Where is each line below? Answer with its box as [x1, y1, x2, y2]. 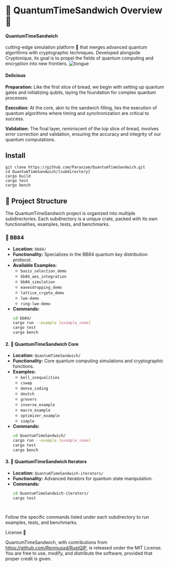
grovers [20, 397, 37, 402]
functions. [12, 363, 34, 369]
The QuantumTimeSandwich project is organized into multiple [5, 210, 136, 217]
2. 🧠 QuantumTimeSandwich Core [5, 341, 79, 347]
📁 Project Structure [5, 197, 68, 205]
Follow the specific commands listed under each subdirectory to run [5, 514, 150, 520]
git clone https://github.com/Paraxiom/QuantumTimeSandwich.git [5, 165, 145, 170]
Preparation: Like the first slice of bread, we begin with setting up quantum [5, 84, 164, 90]
